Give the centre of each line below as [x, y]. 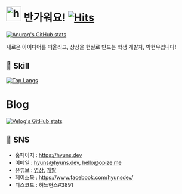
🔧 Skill [18, 66]
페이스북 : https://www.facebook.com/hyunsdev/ [74, 177]
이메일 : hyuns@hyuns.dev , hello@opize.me [68, 162]
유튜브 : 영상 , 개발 [36, 170]
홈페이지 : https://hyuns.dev [48, 155]
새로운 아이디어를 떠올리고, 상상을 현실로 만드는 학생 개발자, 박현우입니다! [91, 47]
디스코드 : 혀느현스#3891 [44, 184]
